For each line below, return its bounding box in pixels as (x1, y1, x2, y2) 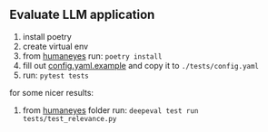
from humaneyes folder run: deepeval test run (22, 104, 199, 116)
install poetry (22, 31, 73, 42)
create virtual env (22, 41, 89, 52)
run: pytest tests (22, 70, 89, 80)
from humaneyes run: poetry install (22, 50, 163, 61)
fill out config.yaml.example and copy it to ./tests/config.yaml (22, 60, 260, 71)
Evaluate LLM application (9, 7, 155, 23)
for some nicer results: (9, 87, 94, 98)
